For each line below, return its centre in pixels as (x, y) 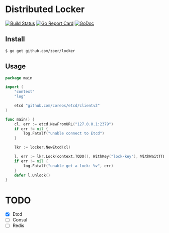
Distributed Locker (45, 9)
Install (15, 39)
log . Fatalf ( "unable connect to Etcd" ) (64, 133)
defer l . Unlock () (32, 175)
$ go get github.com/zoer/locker (40, 51)
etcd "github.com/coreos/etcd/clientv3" (57, 106)
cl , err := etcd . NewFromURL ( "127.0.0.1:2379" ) (64, 124)
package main (19, 78)
